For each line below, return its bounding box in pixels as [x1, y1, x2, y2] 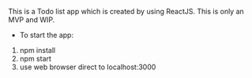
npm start [19, 54, 51, 63]
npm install [19, 46, 56, 54]
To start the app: [19, 31, 73, 39]
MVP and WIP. [8, 15, 55, 24]
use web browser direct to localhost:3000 [19, 62, 156, 72]
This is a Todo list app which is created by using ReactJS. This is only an [8, 7, 245, 16]
